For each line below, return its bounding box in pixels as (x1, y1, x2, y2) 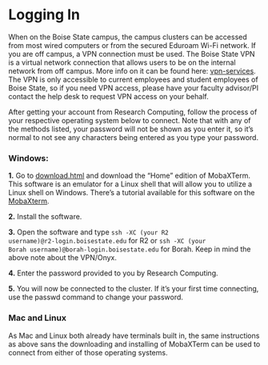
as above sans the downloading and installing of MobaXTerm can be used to (8, 339, 261, 349)
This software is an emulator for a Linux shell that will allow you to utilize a (8, 179, 253, 189)
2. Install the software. (8, 212, 82, 222)
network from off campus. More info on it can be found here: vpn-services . (8, 66, 256, 75)
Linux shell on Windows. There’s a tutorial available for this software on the (8, 188, 255, 198)
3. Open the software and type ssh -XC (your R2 (8, 227, 170, 237)
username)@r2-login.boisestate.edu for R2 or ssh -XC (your (8, 236, 206, 246)
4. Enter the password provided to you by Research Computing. (8, 268, 218, 278)
